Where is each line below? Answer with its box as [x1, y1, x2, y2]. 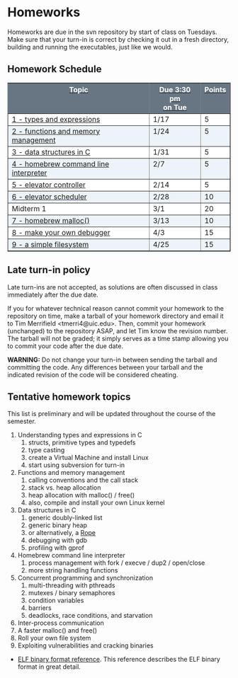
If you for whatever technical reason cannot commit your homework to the [7, 304, 225, 312]
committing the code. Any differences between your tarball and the [7, 362, 203, 372]
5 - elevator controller [11, 180, 86, 190]
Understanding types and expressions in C [17, 431, 143, 439]
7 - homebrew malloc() [11, 215, 90, 225]
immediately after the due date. [7, 290, 99, 299]
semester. [7, 417, 37, 425]
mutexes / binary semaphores [28, 589, 115, 597]
